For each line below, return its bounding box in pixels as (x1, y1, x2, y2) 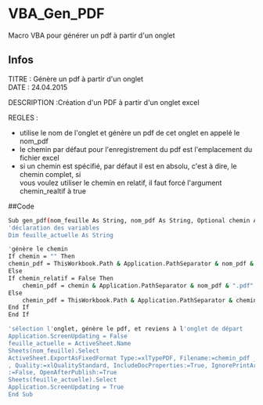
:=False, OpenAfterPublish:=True (8, 369, 117, 377)
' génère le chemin (8, 245, 68, 253)
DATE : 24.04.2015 (8, 82, 68, 92)
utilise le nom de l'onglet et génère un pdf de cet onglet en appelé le (19, 128, 240, 137)
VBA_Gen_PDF (8, 5, 105, 23)
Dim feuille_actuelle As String (8, 231, 113, 239)
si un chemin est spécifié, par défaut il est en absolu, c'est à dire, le (19, 161, 237, 171)
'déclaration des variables (8, 224, 100, 232)
